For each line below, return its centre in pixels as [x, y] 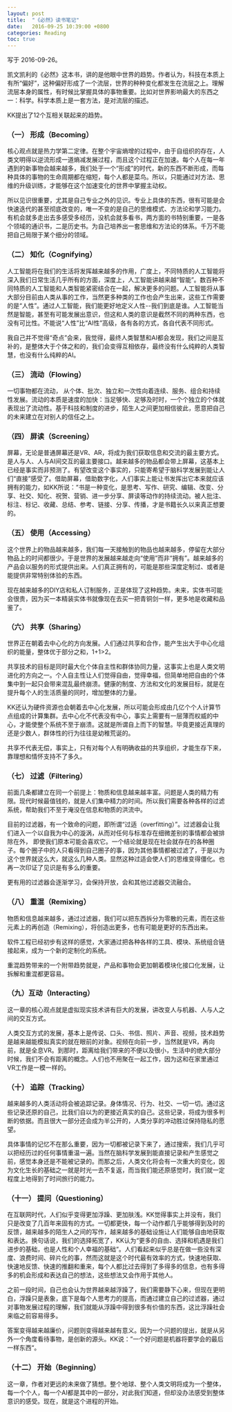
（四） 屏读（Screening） [50, 436]
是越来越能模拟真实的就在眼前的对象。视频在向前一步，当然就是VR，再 [108, 1041]
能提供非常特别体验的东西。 [47, 575]
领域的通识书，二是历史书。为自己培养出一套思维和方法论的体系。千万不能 [119, 226]
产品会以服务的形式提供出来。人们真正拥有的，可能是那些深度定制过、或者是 [116, 566]
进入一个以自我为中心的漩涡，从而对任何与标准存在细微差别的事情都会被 [116, 833]
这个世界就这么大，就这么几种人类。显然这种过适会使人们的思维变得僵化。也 [116, 859]
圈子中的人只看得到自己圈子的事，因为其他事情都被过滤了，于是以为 [128, 851]
